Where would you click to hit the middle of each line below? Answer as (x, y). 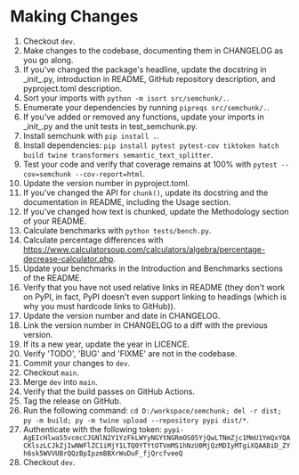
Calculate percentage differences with (93, 240)
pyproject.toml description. (73, 88)
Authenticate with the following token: (93, 429)
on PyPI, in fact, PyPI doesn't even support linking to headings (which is (155, 297)
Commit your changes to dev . (77, 363)
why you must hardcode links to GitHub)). (99, 306)
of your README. (55, 221)
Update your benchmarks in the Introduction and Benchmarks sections (153, 268)
